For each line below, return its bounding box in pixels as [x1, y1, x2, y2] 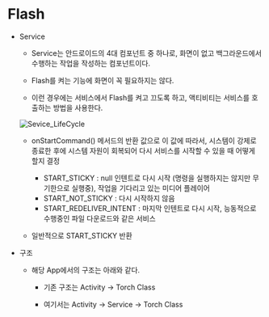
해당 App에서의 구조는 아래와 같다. [31, 264, 141, 275]
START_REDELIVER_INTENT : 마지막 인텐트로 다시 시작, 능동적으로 [43, 203, 257, 213]
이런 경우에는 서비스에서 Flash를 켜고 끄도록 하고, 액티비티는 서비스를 [31, 92, 250, 102]
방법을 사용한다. [53, 103, 103, 112]
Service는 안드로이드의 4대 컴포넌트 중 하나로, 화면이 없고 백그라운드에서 [31, 48, 262, 57]
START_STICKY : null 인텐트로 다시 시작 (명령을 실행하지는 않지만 [43, 173, 251, 183]
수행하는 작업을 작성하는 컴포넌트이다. [31, 58, 151, 68]
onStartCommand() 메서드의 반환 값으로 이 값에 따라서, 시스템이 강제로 [31, 135, 257, 146]
